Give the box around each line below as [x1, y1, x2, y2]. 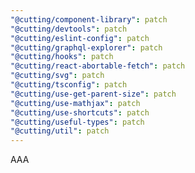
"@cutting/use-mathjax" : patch [10, 98, 141, 108]
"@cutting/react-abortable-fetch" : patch [10, 61, 186, 71]
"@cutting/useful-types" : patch [10, 117, 145, 127]
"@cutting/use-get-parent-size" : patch [10, 89, 177, 99]
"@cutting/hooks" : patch [10, 52, 114, 62]
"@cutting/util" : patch [10, 126, 110, 136]
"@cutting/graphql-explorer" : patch [10, 42, 163, 53]
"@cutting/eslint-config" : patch [10, 33, 150, 43]
